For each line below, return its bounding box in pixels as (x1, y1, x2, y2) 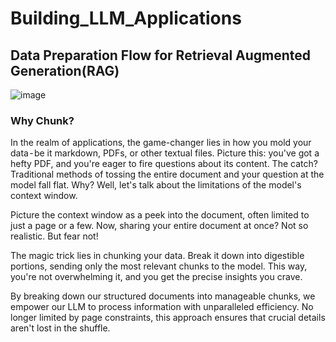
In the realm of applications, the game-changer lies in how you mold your (10, 137, 312, 149)
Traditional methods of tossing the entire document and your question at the (10, 168, 325, 181)
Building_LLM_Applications (10, 7, 242, 30)
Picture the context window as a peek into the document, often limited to (10, 209, 310, 221)
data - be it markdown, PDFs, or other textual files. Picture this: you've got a (10, 147, 320, 159)
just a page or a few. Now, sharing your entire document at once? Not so (10, 220, 309, 232)
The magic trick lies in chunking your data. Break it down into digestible (10, 250, 305, 262)
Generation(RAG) (10, 62, 120, 79)
